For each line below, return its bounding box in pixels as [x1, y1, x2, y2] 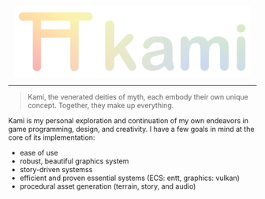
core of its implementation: [8, 133, 95, 142]
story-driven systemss [19, 164, 93, 174]
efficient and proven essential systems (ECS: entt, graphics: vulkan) [19, 173, 241, 182]
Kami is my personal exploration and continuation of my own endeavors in [8, 115, 248, 125]
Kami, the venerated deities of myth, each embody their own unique [27, 92, 248, 101]
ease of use [19, 148, 58, 157]
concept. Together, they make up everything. [27, 100, 174, 110]
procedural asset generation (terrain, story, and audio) [19, 181, 196, 191]
